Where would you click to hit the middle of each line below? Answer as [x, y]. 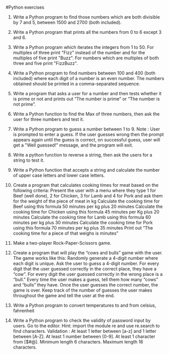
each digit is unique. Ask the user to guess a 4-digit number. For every [86, 263]
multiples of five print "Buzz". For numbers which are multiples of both [86, 58]
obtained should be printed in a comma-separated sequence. [76, 84]
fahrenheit [24, 311]
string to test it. [29, 160]
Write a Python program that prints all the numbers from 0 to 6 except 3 [87, 32]
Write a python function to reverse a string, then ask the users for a [82, 155]
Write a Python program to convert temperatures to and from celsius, [84, 305]
